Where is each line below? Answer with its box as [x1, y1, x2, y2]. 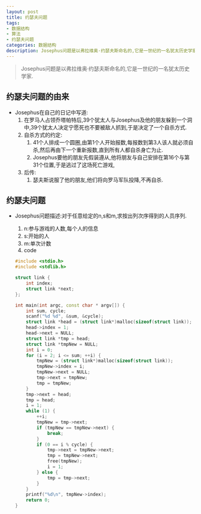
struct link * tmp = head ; [26, 335, 91, 341]
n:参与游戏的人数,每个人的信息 [23, 225, 99, 232]
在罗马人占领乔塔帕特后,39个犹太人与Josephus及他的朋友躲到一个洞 [23, 116, 193, 123]
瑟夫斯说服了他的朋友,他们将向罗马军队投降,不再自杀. [32, 176, 163, 183]
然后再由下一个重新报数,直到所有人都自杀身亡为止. [39, 146, 163, 153]
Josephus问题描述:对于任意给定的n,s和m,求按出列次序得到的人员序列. [14, 212, 187, 219]
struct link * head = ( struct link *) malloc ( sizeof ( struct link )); [26, 319, 193, 325]
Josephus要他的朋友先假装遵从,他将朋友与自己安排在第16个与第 [32, 153, 190, 161]
